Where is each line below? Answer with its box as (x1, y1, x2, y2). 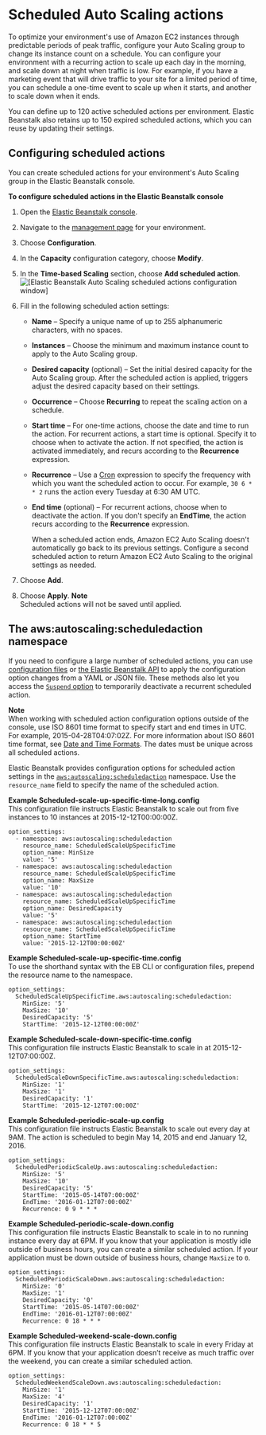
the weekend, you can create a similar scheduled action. (8, 1356, 193, 1366)
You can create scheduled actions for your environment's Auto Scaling (8, 167, 240, 177)
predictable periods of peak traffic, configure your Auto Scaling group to (8, 40, 245, 49)
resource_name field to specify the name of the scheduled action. (8, 780, 220, 789)
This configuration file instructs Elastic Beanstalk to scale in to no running (8, 1227, 249, 1237)
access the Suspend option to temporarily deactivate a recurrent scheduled (8, 681, 252, 690)
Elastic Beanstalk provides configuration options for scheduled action (8, 763, 236, 772)
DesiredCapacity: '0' (22, 1296, 94, 1304)
